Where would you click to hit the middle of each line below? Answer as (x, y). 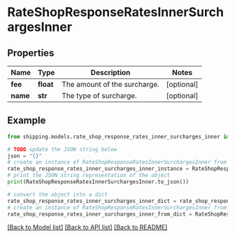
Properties (31, 53)
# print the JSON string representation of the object (89, 176)
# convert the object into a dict (58, 194)
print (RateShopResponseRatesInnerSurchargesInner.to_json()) (98, 182)
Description (111, 72)
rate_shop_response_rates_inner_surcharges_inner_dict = (92, 201)
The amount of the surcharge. (111, 84)
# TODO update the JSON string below (62, 149)
